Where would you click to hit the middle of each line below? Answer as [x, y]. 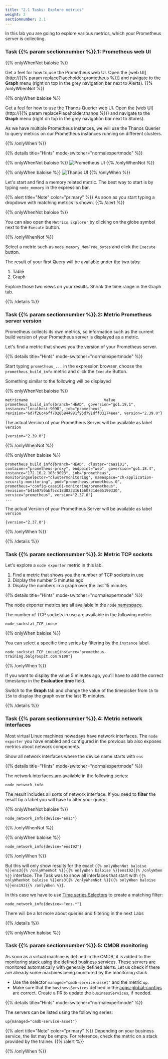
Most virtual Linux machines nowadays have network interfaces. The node [81, 736]
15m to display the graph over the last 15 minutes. [55, 696]
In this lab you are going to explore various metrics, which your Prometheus [83, 34]
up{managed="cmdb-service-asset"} [41, 1021]
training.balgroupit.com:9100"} [39, 657]
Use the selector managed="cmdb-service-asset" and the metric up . [80, 982]
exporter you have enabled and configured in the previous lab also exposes [83, 741]
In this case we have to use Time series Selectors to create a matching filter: [84, 895]
